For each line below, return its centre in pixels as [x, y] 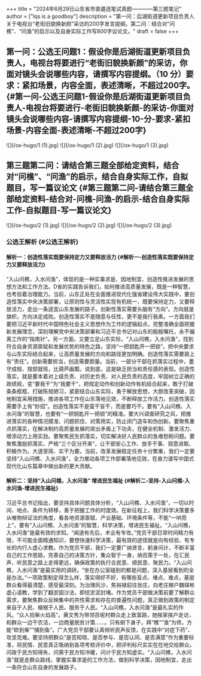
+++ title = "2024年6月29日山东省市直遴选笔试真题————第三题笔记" [94, 9]
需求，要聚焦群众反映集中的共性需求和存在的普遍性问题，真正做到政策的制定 [100, 599]
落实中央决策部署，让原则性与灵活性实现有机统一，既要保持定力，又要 [103, 302]
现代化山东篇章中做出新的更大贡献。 [51, 466]
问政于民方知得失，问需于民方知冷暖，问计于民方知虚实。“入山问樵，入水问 [99, 652]
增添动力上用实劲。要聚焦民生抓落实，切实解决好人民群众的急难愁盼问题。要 [100, 436]
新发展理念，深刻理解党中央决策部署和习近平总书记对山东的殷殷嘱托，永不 [98, 331]
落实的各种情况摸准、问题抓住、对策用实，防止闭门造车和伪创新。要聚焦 [100, 421]
